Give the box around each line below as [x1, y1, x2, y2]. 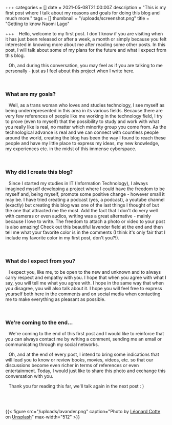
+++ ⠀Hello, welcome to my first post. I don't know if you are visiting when [5, 31, 163, 36]
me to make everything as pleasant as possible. [5, 296, 106, 302]
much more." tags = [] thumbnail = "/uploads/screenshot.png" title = [5, 15, 149, 21]
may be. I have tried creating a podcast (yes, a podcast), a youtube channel [5, 196, 165, 203]
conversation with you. [5, 373, 54, 379]
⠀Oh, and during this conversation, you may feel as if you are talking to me [5, 63, 163, 68]
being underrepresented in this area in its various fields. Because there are [5, 108, 163, 114]
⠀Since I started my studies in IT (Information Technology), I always [5, 180, 148, 186]
